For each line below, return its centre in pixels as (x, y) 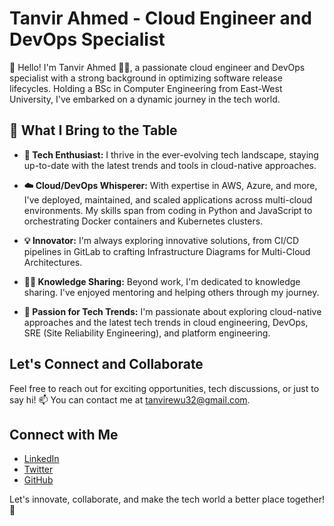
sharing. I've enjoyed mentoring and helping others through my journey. (171, 292)
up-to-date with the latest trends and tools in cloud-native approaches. (170, 165)
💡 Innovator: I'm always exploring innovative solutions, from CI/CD (161, 240)
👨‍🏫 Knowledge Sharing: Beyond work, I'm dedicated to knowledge (162, 281)
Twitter (38, 469)
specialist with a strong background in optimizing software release (146, 78)
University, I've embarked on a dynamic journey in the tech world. (145, 99)
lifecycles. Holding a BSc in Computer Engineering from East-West (146, 88)
